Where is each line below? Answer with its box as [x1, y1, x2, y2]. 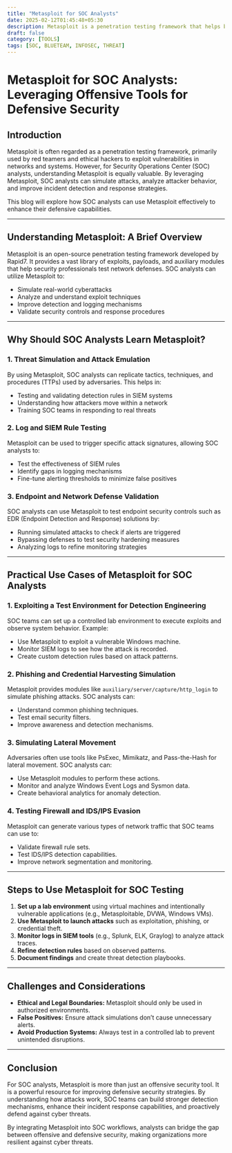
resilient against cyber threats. [7, 1138, 94, 1146]
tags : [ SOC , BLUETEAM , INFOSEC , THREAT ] [7, 42, 126, 49]
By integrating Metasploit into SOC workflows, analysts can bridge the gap [7, 1123, 220, 1132]
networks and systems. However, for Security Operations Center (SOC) [7, 162, 210, 170]
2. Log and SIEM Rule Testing [7, 423, 107, 433]
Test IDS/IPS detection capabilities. [17, 850, 117, 858]
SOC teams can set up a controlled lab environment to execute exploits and [7, 617, 222, 625]
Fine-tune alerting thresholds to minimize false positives [17, 474, 177, 482]
